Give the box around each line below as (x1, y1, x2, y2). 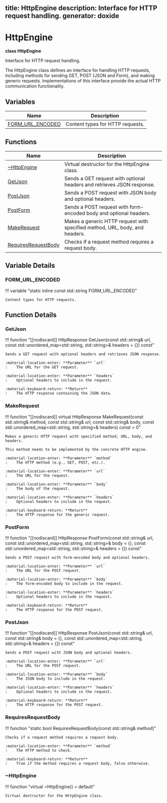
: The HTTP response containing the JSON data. (5, 391, 112, 396)
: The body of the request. (5, 486, 70, 491)
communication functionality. (5, 83, 65, 89)
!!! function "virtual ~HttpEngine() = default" (5, 784, 95, 790)
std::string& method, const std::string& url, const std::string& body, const (5, 419, 155, 425)
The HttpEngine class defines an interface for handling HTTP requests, (5, 67, 151, 74)
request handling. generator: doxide (5, 12, 119, 20)
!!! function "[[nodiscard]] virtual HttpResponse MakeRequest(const (5, 413, 144, 419)
